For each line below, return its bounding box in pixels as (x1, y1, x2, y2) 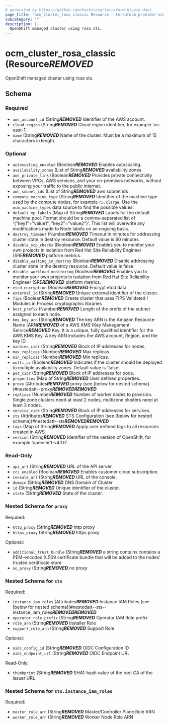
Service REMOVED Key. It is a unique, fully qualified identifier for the (12, 328, 153, 334)
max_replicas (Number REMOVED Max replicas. (12, 349, 111, 355)
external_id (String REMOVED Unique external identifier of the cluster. (12, 290, 158, 296)
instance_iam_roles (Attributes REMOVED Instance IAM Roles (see (12, 598, 150, 604)
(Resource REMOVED (5, 58, 94, 70)
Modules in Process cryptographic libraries (12, 300, 102, 307)
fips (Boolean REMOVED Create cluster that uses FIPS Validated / (12, 295, 148, 301)
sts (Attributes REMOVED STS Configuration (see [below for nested (12, 413, 152, 419)
